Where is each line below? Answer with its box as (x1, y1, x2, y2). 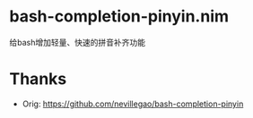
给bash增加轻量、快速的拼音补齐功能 (9, 37, 146, 47)
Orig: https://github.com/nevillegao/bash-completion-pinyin (22, 98, 244, 109)
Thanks (9, 69, 67, 89)
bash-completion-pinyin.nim (9, 6, 230, 27)
